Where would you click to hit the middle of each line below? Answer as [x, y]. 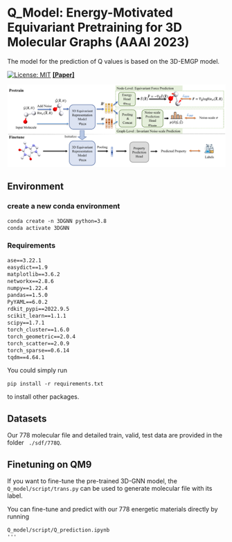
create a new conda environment [64, 206]
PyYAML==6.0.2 [28, 302]
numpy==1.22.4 [28, 289]
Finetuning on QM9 [50, 464]
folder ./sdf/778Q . [35, 443]
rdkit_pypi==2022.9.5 [38, 309]
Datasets [27, 418]
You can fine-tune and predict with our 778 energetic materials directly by [113, 509]
